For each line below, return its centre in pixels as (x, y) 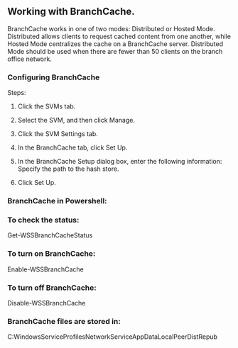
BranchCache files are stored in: (64, 321)
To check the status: (43, 220)
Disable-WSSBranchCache (47, 303)
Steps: (17, 93)
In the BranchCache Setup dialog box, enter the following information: (120, 162)
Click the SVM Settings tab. (58, 134)
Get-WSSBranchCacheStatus (50, 235)
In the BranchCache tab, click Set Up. (72, 147)
